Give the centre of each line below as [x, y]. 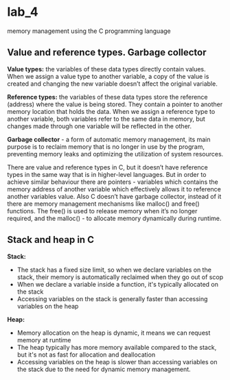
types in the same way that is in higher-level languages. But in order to [107, 174]
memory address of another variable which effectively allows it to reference [114, 189]
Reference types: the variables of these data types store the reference [107, 97]
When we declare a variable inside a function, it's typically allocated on [117, 284]
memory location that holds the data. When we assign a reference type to [111, 111]
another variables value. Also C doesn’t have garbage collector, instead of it [114, 196]
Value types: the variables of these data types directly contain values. [106, 69]
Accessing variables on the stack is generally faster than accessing [112, 298]
